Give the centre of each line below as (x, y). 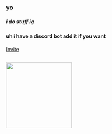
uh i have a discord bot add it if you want (56, 36)
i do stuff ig (20, 22)
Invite (13, 49)
